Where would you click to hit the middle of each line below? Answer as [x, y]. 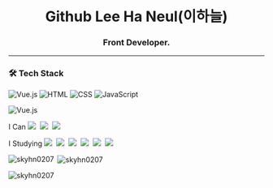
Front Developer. [136, 43]
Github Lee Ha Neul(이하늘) [136, 17]
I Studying [26, 143]
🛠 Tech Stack [36, 74]
